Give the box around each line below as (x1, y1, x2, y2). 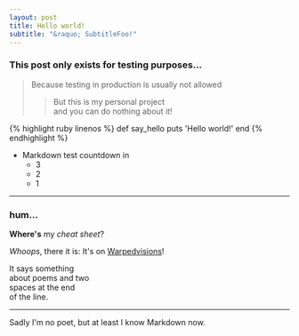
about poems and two (9, 272, 90, 283)
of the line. (9, 291, 49, 302)
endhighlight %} (9, 132, 69, 143)
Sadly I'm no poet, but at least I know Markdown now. (9, 316, 206, 327)
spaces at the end (9, 282, 76, 292)
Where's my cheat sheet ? (9, 228, 105, 239)
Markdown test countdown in (21, 149, 130, 160)
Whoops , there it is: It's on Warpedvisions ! (9, 245, 165, 256)
